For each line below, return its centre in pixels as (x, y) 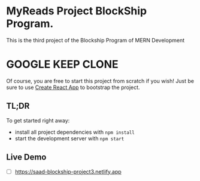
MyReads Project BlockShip (77, 11)
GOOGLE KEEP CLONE (62, 65)
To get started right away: (38, 120)
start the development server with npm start (69, 138)
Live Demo (26, 157)
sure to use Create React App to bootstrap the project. (73, 87)
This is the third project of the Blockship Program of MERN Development (95, 40)
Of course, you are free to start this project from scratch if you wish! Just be (100, 81)
